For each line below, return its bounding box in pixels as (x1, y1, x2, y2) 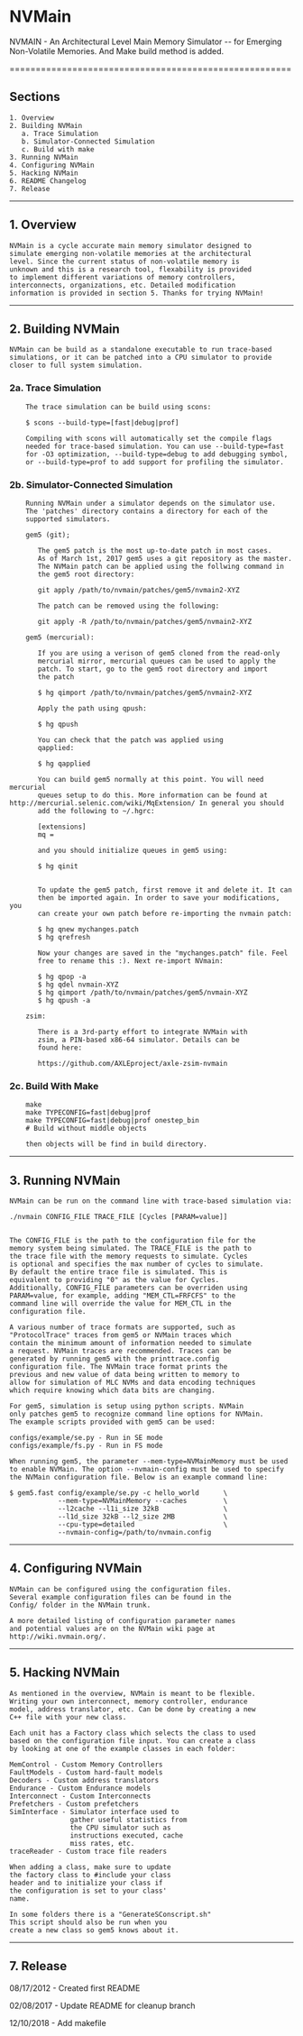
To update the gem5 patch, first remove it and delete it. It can (37, 885, 293, 894)
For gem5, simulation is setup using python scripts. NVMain (9, 1402, 244, 1411)
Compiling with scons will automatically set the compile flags (25, 434, 272, 443)
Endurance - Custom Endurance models (9, 1784, 151, 1793)
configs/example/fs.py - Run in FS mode (9, 1441, 164, 1451)
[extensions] (37, 822, 87, 831)
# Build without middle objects (25, 1124, 147, 1133)
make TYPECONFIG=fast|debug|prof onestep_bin (25, 1116, 200, 1125)
